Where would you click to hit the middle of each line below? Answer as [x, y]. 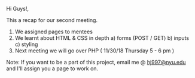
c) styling [26, 44]
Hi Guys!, [17, 9]
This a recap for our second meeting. [52, 20]
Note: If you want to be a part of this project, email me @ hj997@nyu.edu [96, 62]
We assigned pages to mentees [54, 32]
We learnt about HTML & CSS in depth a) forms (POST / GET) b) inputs [102, 38]
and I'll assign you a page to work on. [52, 68]
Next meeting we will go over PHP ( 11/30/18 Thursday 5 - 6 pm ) [95, 51]
